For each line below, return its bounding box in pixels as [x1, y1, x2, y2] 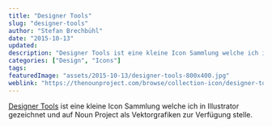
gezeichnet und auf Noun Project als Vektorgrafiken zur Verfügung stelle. [8, 109, 253, 119]
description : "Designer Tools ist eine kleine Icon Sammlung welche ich [8, 49, 259, 57]
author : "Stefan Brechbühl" [8, 27, 104, 35]
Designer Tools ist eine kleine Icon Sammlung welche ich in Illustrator [8, 101, 240, 111]
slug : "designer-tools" [8, 19, 89, 27]
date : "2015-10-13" [8, 34, 74, 43]
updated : [8, 42, 38, 50]
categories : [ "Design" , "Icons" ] [8, 57, 121, 65]
